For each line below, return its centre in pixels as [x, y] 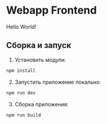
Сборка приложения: [42, 104]
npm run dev [21, 93]
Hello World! [21, 27]
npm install [21, 71]
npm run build [24, 115]
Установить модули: [40, 59]
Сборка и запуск [39, 45]
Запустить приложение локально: [58, 82]
